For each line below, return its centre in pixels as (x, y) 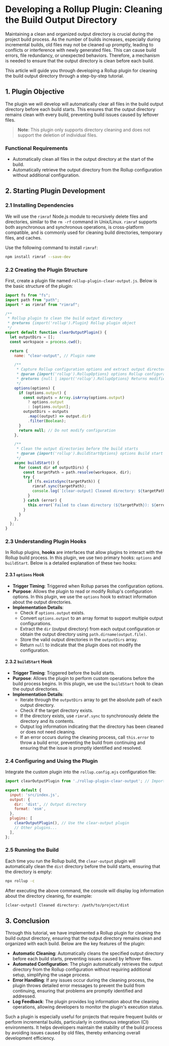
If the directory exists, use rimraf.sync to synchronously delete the (90, 716)
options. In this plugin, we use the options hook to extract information (84, 596)
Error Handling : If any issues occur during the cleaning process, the (83, 980)
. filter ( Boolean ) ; (47, 421)
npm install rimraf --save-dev (38, 257)
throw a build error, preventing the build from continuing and (82, 743)
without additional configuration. (46, 175)
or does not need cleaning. (48, 731)
